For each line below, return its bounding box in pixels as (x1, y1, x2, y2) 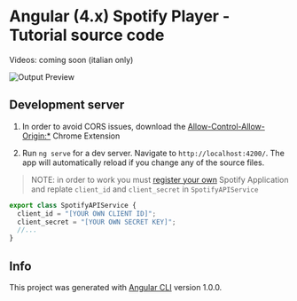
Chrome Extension (52, 131, 121, 141)
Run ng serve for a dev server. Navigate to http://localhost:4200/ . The (21, 147, 285, 158)
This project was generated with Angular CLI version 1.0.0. (9, 281, 223, 292)
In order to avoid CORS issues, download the (21, 121, 186, 131)
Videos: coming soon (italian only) (9, 54, 134, 65)
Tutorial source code (9, 25, 165, 45)
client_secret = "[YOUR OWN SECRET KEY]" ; (17, 218, 176, 226)
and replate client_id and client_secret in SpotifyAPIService (30, 184, 259, 194)
